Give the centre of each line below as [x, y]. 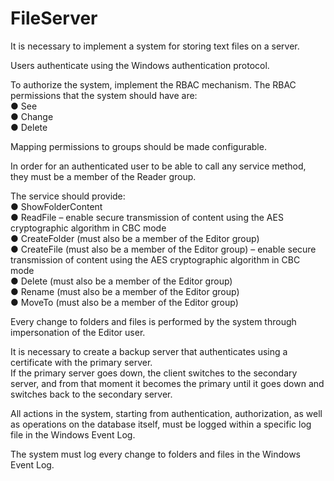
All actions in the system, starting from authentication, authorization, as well [166, 413]
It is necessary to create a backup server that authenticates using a [149, 351]
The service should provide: [68, 196]
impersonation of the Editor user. [78, 332]
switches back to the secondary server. [91, 394]
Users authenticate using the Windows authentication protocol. [140, 65]
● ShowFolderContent [56, 206]
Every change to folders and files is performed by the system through [153, 321]
